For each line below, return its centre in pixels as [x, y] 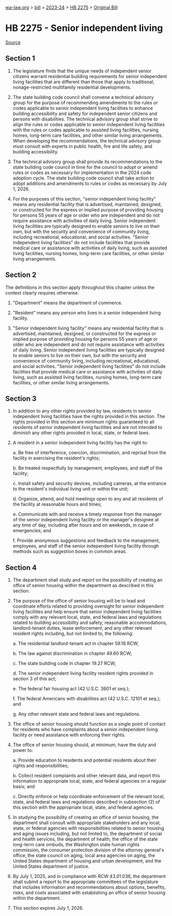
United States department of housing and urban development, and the [87, 861]
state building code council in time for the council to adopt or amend [85, 167]
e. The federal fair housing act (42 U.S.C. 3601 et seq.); [71, 689]
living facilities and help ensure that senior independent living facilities [87, 612]
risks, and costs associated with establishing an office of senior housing [89, 893]
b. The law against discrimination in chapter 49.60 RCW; [72, 653]
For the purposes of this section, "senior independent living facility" [84, 199]
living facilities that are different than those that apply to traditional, [84, 82]
